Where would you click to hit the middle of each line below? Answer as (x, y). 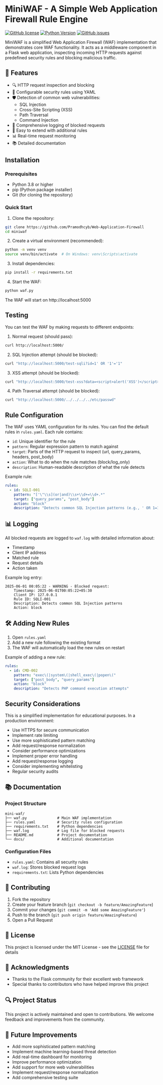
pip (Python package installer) (42, 190)
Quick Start (19, 208)
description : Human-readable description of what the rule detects (78, 467)
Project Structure (26, 803)
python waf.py (19, 291)
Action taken (25, 568)
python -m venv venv (26, 250)
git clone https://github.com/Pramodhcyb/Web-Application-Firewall (75, 227)
